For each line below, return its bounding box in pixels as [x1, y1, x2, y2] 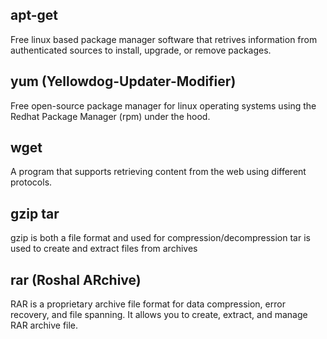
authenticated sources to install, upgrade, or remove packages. [10, 44, 272, 56]
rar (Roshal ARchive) [10, 271, 142, 288]
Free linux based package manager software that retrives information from [10, 33, 318, 45]
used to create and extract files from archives [10, 243, 198, 255]
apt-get [10, 7, 59, 24]
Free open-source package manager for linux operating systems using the [10, 99, 317, 112]
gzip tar [10, 205, 60, 222]
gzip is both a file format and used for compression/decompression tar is [10, 232, 311, 244]
